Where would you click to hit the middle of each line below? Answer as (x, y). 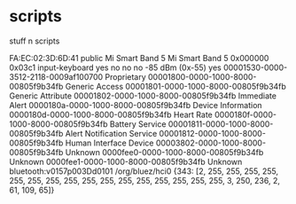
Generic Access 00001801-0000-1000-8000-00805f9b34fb (175, 86)
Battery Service (138, 124)
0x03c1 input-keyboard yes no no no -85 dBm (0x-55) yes (115, 67)
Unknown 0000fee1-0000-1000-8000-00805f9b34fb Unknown (126, 161)
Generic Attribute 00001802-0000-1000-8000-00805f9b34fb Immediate (143, 96)
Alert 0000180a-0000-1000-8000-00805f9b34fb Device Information (136, 105)
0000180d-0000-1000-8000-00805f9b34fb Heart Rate (111, 114)
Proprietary (125, 76)
